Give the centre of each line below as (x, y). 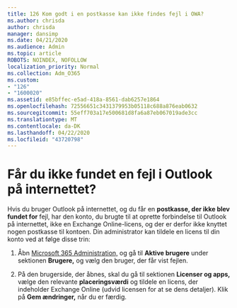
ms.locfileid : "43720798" (45, 139)
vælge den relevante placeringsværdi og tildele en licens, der (108, 282)
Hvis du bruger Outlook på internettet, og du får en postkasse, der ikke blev (118, 209)
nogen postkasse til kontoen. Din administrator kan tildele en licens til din (114, 232)
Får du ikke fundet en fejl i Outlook (110, 174)
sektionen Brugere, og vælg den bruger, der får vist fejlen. (103, 260)
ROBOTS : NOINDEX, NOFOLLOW (47, 60)
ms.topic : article (34, 54)
